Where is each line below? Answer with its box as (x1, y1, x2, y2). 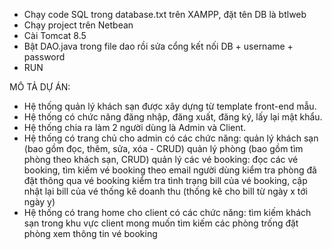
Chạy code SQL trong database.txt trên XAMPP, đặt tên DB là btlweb (23, 9, 307, 20)
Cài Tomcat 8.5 (23, 30, 87, 41)
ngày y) (23, 196, 56, 208)
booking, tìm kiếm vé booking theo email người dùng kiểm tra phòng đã (23, 164, 317, 176)
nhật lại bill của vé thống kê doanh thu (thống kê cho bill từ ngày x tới (23, 185, 308, 197)
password (23, 51, 66, 63)
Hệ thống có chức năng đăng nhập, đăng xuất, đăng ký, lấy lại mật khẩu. (23, 111, 323, 123)
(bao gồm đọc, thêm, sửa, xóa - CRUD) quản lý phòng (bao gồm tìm (23, 143, 304, 154)
